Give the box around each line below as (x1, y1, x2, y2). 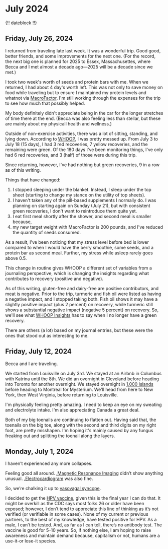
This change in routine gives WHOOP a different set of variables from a (5, 265, 152, 271)
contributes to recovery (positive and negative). (5, 276, 104, 282)
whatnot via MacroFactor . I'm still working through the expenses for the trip (5, 95, 161, 101)
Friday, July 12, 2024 (5, 347, 72, 356)
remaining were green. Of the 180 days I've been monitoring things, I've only (5, 147, 163, 153)
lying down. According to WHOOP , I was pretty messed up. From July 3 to (5, 135, 158, 142)
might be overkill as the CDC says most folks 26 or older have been (5, 501, 144, 507)
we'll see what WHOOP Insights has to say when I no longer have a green (5, 312, 157, 318)
